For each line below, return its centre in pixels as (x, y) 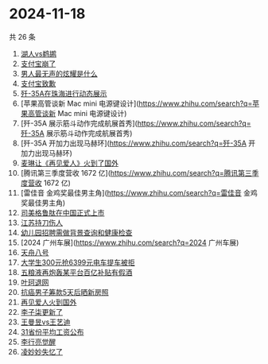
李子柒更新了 (41, 312)
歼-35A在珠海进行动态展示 (64, 93)
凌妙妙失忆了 (41, 351)
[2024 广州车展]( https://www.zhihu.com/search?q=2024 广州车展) (130, 242)
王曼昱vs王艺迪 (45, 322)
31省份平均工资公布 (52, 331)
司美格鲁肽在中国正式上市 (62, 212)
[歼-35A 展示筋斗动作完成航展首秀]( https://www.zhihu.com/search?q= (136, 123)
